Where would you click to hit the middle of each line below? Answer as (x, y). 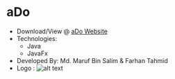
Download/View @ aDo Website (62, 31)
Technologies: (37, 38)
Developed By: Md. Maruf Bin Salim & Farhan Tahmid (92, 60)
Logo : (26, 68)
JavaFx (37, 53)
